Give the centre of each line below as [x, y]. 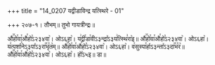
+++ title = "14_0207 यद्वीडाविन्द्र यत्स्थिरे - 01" [66, 11]
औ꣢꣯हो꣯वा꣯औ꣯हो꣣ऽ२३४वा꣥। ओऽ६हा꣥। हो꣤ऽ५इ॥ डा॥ [57, 55]
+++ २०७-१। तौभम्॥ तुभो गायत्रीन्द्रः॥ [51, 25]
